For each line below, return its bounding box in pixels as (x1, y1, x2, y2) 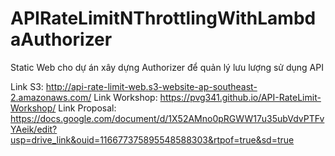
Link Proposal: (58, 102, 117, 114)
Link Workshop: (93, 91, 158, 103)
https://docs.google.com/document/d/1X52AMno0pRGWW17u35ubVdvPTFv (10, 112, 325, 124)
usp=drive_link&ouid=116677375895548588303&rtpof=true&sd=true (10, 133, 295, 146)
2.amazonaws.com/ (10, 91, 92, 103)
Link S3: (10, 80, 44, 92)
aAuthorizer (10, 28, 113, 51)
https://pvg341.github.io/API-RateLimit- (159, 91, 322, 103)
